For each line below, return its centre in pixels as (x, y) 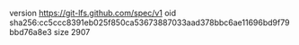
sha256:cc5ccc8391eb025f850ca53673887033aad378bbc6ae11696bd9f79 (149, 22)
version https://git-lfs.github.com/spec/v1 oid (93, 13)
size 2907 (72, 32)
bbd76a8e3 (31, 32)
